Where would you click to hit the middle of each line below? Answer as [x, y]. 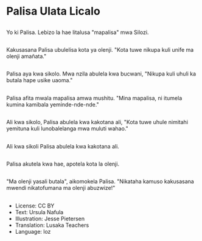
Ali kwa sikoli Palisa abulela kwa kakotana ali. [63, 146]
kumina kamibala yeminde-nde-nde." [53, 104]
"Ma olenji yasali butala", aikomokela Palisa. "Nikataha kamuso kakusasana [100, 181]
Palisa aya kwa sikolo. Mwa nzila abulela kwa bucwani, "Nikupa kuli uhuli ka [101, 74]
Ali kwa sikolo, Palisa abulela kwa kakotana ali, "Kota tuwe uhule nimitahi [97, 122]
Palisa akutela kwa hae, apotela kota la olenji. [63, 164]
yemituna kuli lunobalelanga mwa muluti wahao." [68, 128]
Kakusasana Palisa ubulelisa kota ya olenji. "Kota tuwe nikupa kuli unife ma [100, 49]
